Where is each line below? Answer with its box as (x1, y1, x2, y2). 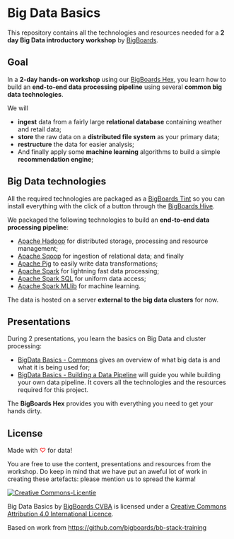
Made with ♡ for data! (7, 446, 73, 455)
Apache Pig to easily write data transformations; (17, 259, 158, 268)
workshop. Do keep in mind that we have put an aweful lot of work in (7, 468, 207, 476)
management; (17, 244, 59, 252)
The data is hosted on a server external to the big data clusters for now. (7, 295, 219, 304)
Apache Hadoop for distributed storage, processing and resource (17, 237, 209, 245)
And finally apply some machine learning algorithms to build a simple (17, 147, 221, 156)
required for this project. (17, 386, 89, 394)
